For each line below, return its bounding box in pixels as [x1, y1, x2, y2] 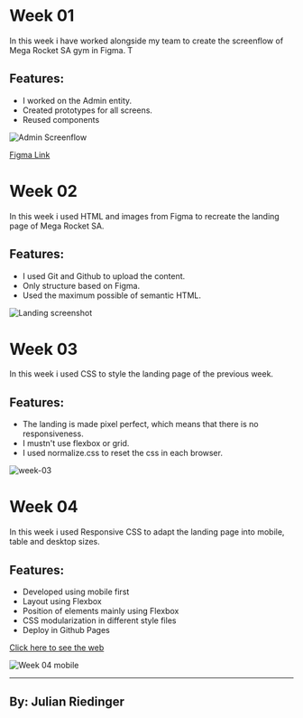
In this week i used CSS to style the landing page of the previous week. [9, 368, 273, 379]
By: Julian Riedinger [9, 695, 124, 710]
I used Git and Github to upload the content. [22, 270, 186, 281]
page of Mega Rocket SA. [9, 220, 105, 231]
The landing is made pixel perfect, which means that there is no [22, 419, 259, 430]
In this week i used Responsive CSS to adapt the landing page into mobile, [9, 527, 285, 537]
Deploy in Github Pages [22, 625, 110, 635]
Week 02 [9, 181, 78, 201]
